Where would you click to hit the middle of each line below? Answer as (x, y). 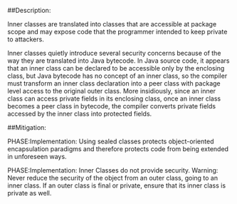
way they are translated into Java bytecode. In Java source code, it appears (118, 61)
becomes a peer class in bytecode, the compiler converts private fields (111, 106)
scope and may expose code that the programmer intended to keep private (117, 32)
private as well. (30, 193)
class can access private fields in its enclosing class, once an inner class (114, 98)
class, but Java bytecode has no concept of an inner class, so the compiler (117, 76)
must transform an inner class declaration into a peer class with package (114, 83)
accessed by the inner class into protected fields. (80, 114)
